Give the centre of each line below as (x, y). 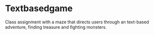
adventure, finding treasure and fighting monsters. (56, 27)
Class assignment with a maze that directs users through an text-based (77, 22)
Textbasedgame (39, 9)
